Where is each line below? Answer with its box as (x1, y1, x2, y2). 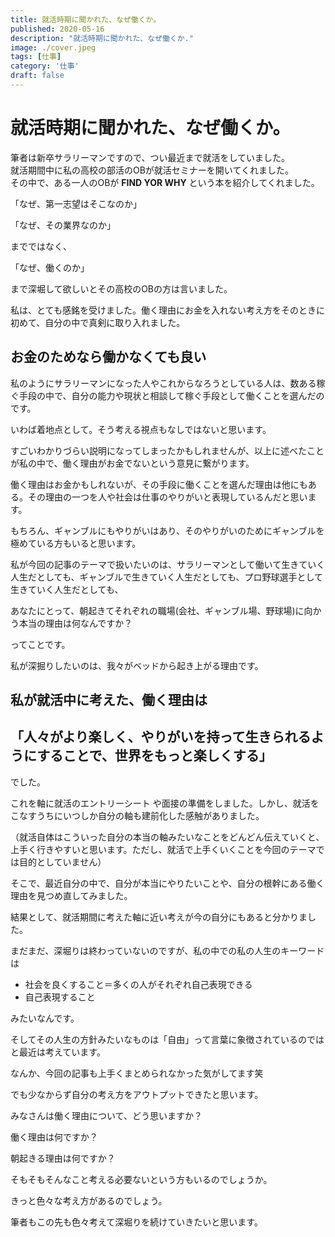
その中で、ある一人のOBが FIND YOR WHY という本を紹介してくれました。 (10, 176, 320, 188)
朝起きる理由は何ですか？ (10, 1152, 116, 1164)
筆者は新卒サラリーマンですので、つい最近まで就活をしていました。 (10, 151, 291, 163)
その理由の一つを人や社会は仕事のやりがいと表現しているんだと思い (27, 491, 308, 503)
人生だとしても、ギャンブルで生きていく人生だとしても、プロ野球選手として (10, 571, 324, 583)
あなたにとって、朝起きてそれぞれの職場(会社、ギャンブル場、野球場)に (10, 604, 305, 616)
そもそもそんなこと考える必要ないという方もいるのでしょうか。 (10, 1173, 273, 1185)
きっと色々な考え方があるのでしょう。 (10, 1194, 168, 1206)
